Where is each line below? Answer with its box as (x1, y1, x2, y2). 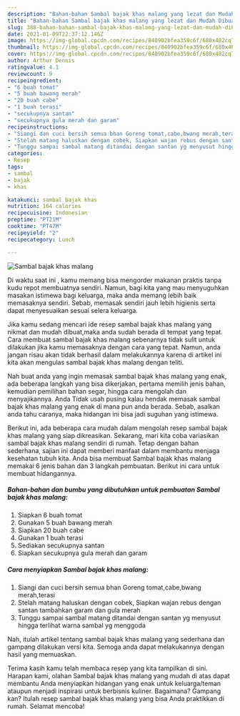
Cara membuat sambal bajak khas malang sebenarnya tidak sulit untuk (7, 335, 216, 344)
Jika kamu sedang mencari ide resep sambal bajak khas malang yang (7, 319, 212, 329)
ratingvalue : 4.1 (7, 64, 59, 71)
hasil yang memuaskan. (7, 650, 77, 659)
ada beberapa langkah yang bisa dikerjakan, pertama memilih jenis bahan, (7, 379, 226, 388)
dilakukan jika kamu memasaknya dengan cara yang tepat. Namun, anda (7, 342, 221, 351)
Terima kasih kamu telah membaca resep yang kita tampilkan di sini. (7, 664, 209, 672)
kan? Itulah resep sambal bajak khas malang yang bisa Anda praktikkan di (7, 695, 225, 703)
